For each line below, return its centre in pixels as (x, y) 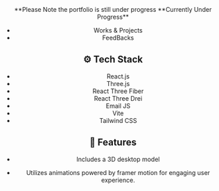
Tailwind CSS (118, 120)
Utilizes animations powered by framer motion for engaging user (118, 172)
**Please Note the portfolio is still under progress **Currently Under (113, 9)
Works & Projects (118, 30)
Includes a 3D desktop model (118, 159)
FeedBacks (118, 38)
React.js (118, 76)
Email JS (118, 106)
